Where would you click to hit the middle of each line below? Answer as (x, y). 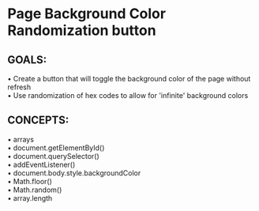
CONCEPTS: (38, 121)
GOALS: (27, 60)
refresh (19, 87)
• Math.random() (35, 190)
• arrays (21, 139)
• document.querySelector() (53, 156)
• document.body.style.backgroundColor (74, 173)
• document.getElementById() (56, 148)
